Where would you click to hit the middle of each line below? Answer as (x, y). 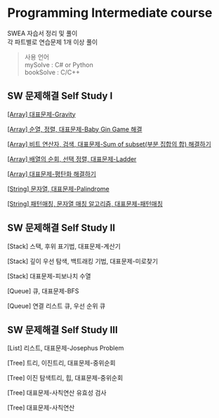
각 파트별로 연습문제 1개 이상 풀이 (53, 42)
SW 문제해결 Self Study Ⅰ (60, 96)
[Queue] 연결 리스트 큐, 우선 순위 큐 (57, 306)
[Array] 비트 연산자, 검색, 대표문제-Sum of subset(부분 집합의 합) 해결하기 (109, 144)
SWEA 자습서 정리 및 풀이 (42, 33)
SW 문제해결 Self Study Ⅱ (61, 228)
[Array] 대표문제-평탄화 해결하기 (52, 174)
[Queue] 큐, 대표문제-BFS (43, 291)
